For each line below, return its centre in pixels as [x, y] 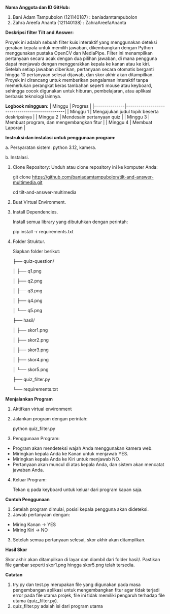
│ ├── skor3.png [31, 350]
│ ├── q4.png [27, 300]
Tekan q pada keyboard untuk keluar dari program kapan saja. [78, 489]
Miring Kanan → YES [34, 525]
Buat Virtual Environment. [39, 202]
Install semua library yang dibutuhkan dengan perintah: [70, 222]
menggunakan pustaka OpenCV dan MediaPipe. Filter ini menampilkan [79, 53]
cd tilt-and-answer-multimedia [45, 192]
